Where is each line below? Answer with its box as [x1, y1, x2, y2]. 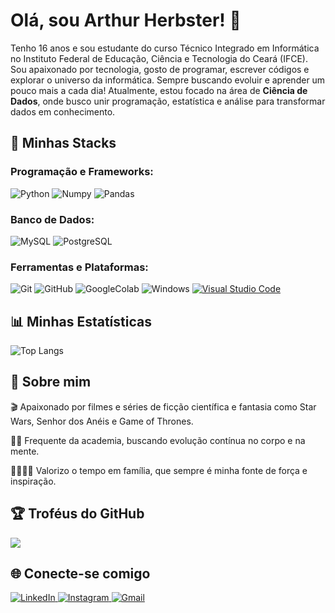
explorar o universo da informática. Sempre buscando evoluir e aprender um [10, 74, 326, 86]
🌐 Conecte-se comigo [10, 565, 151, 583]
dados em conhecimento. [10, 105, 116, 118]
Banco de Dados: [10, 212, 95, 226]
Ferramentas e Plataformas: [10, 260, 149, 274]
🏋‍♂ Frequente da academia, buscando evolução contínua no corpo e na [10, 434, 306, 446]
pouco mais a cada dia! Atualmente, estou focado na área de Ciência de [10, 84, 308, 96]
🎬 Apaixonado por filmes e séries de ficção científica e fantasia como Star [10, 400, 317, 413]
